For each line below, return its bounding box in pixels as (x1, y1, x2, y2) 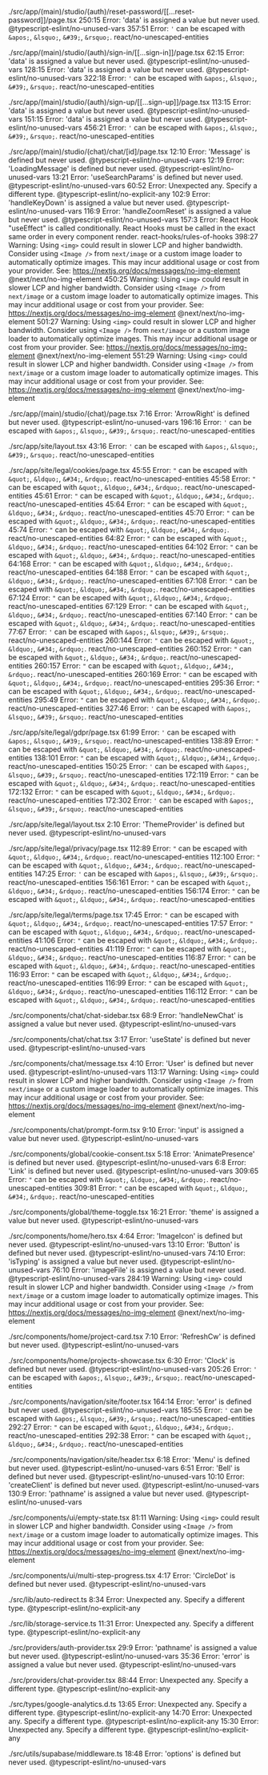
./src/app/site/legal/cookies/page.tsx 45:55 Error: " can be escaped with (8, 466, 248, 475)
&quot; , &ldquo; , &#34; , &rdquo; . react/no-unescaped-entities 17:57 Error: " (8, 919, 254, 928)
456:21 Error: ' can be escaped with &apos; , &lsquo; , (83, 123, 258, 132)
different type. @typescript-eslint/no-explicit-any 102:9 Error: (8, 190, 210, 198)
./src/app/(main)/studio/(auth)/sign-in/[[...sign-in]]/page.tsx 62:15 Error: (8, 48, 246, 57)
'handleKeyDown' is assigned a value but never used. (8, 198, 185, 207)
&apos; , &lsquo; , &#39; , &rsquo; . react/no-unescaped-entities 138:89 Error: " (8, 736, 259, 745)
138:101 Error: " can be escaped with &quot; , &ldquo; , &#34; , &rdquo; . (34, 753, 261, 763)
